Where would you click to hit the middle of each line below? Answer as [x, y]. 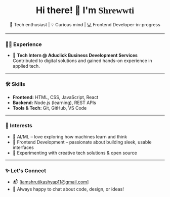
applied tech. [26, 66]
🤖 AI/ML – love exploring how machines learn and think [70, 136]
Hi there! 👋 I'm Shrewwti [85, 10]
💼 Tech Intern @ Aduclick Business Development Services [75, 56]
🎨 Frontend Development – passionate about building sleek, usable [82, 142]
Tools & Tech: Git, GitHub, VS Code [50, 108]
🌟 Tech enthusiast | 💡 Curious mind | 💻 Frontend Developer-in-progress [85, 24]
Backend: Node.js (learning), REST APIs [54, 103]
